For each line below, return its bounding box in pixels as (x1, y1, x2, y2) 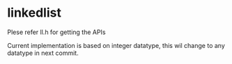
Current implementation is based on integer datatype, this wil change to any (7, 41, 225, 49)
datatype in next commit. (7, 49, 79, 57)
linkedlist (7, 5, 61, 21)
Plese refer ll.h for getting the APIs (7, 28, 106, 36)
